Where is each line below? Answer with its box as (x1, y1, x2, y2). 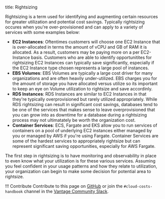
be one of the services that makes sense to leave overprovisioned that (12, 107, 155, 113)
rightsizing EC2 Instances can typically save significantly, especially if (12, 60, 154, 65)
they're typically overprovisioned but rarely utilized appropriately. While (12, 96, 158, 102)
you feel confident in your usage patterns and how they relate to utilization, (5, 163, 158, 169)
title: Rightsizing (5, 4, 38, 10)
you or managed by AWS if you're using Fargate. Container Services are (12, 133, 159, 139)
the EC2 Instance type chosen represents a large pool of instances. (12, 65, 149, 71)
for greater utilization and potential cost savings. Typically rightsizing (5, 19, 145, 25)
